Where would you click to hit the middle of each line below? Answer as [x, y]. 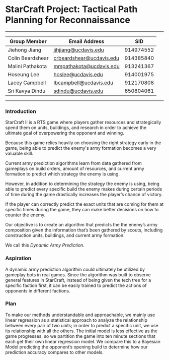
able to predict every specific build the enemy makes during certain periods [84, 189]
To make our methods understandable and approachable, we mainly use [80, 315]
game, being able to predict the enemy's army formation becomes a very [81, 148]
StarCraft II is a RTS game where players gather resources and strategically [83, 123]
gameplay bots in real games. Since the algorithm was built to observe [78, 275]
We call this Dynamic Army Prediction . [45, 245]
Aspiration [18, 258]
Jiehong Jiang [25, 50]
